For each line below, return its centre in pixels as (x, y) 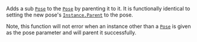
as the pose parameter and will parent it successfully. (71, 33)
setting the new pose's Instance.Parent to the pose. (70, 15)
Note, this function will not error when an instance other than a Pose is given (98, 26)
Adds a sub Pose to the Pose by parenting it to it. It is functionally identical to (98, 9)
